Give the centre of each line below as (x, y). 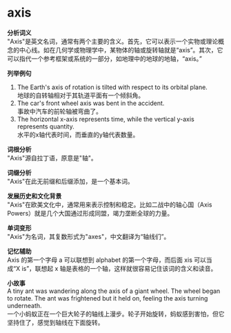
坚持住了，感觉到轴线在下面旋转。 (56, 322)
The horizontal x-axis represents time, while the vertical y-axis (106, 119)
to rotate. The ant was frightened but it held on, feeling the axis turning (108, 298)
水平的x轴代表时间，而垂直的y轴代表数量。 (78, 134)
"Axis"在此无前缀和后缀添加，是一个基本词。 (71, 181)
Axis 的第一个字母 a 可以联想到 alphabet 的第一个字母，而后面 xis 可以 (107, 260)
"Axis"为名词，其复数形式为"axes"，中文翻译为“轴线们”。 (89, 236)
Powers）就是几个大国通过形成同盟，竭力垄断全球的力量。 (90, 213)
